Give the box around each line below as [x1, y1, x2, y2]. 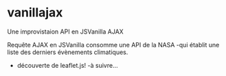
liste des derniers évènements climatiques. [7, 48, 128, 56]
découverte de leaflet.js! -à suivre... [16, 61, 118, 69]
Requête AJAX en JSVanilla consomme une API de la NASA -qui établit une [7, 40, 220, 49]
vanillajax [7, 5, 63, 21]
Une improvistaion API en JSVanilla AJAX [7, 27, 124, 36]
